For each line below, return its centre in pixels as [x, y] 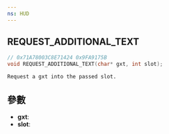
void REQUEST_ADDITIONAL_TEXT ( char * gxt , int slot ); [85, 64]
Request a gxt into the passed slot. [62, 77]
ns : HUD [18, 14]
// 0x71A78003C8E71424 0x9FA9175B [57, 58]
